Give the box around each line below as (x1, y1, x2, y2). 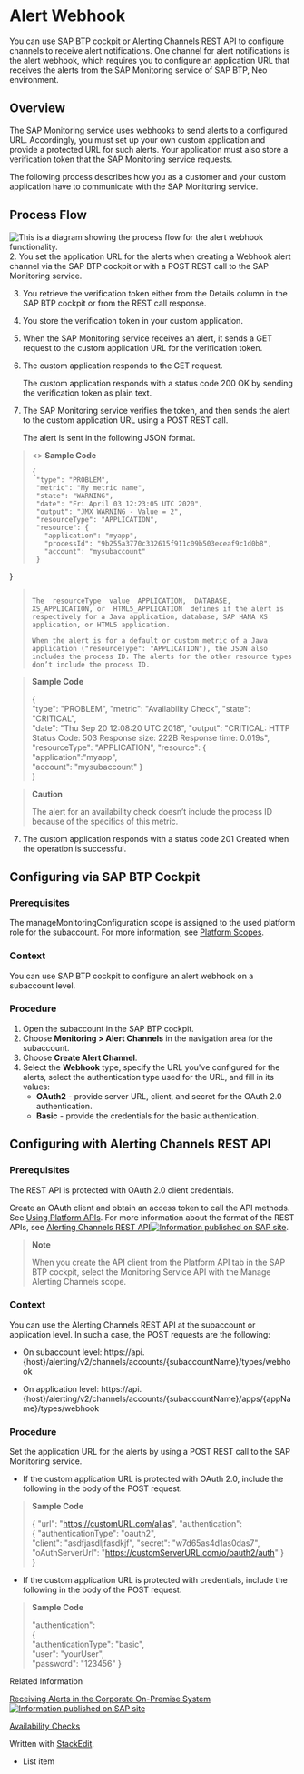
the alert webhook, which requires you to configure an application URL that (9, 55, 290, 65)
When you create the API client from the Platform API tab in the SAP (31, 1257, 286, 1268)
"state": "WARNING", (35, 491, 113, 500)
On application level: (22, 1383, 100, 1394)
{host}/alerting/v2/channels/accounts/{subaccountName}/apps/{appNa (22, 1393, 292, 1404)
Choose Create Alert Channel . (22, 1052, 138, 1063)
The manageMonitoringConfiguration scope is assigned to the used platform (9, 917, 296, 928)
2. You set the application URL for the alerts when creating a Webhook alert (9, 251, 292, 262)
